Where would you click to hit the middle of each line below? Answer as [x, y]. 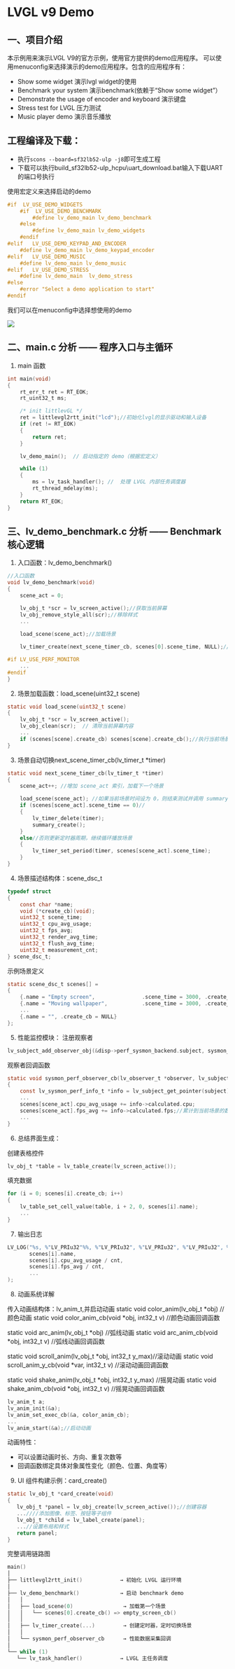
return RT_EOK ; [42, 501]
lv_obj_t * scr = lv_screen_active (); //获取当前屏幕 [93, 608]
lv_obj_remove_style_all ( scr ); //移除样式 [79, 615]
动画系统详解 [36, 1294]
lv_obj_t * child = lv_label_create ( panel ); [81, 1520]
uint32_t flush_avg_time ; [58, 943]
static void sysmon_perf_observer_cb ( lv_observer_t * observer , [101, 1078]
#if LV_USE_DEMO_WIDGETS [45, 205]
